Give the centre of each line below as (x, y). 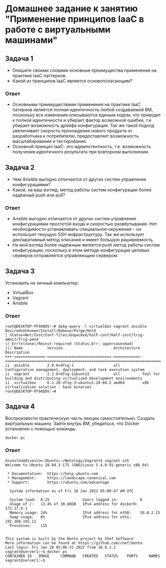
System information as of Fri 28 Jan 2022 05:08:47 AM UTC (72, 491)
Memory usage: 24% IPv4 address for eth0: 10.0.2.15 (85, 513)
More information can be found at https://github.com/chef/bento (74, 543)
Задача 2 (20, 167)
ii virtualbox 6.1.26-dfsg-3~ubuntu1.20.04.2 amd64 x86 (77, 383)
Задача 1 (19, 58)
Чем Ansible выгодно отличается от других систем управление (79, 179)
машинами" (31, 40)
